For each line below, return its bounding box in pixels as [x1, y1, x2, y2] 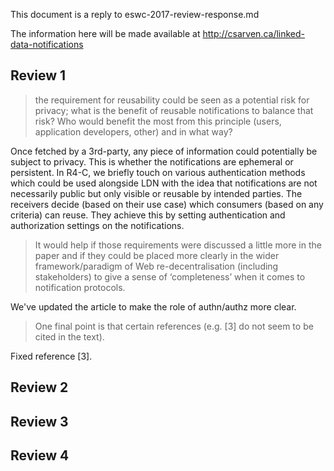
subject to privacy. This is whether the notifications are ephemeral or [10, 155, 294, 168]
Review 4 [10, 447, 70, 464]
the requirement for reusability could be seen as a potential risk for [34, 94, 310, 106]
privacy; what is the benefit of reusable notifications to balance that [34, 104, 314, 116]
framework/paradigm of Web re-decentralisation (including [34, 260, 279, 272]
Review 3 [10, 413, 69, 430]
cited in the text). [34, 330, 105, 343]
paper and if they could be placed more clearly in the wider [34, 249, 280, 261]
